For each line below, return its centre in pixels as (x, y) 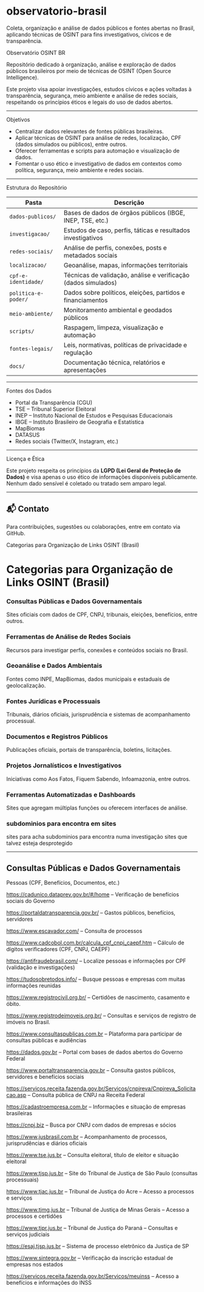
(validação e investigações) (41, 967)
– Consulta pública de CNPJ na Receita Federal (87, 1095)
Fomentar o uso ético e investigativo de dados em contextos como (98, 163)
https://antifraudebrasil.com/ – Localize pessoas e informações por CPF (96, 961)
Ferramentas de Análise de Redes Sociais (69, 637)
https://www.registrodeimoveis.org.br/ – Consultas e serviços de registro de (101, 1015)
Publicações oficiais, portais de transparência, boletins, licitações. (89, 750)
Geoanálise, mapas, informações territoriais (126, 265)
